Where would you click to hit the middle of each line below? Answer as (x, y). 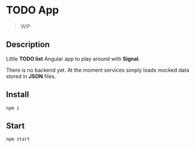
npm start (18, 139)
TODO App (33, 10)
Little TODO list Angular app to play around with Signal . (73, 58)
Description (28, 45)
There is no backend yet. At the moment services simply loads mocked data (97, 70)
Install (18, 95)
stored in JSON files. (31, 76)
